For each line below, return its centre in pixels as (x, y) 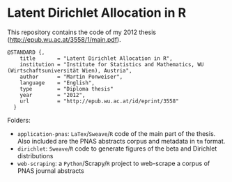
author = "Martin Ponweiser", (71, 77)
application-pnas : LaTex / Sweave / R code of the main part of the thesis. (116, 133)
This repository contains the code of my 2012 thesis (82, 32)
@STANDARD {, (26, 52)
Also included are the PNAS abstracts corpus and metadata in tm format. (121, 141)
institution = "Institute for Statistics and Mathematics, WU (112, 64)
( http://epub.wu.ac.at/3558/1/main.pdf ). (64, 39)
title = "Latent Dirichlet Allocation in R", (96, 58)
